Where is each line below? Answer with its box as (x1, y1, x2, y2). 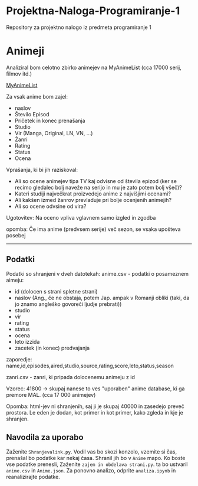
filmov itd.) (6, 70, 32, 77)
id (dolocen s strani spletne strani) (14, 288, 98, 295)
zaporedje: (6, 355, 32, 363)
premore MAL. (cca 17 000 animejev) (6, 391, 96, 398)
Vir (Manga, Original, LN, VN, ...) (14, 129, 93, 136)
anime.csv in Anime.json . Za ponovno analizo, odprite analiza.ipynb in (6, 467, 176, 474)
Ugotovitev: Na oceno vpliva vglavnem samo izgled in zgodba (6, 214, 156, 221)
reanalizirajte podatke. (6, 473, 60, 480)
